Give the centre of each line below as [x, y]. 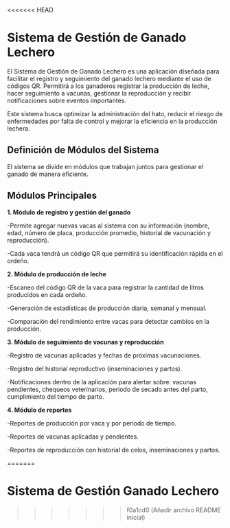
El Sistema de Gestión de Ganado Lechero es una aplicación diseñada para [113, 71]
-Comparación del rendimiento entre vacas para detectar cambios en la [108, 321]
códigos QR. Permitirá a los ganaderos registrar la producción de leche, [108, 86]
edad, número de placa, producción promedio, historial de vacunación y [109, 232]
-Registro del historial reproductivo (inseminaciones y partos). [95, 368]
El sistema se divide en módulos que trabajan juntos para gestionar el [105, 166]
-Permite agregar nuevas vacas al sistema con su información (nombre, [108, 225]
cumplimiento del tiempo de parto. [56, 396]
